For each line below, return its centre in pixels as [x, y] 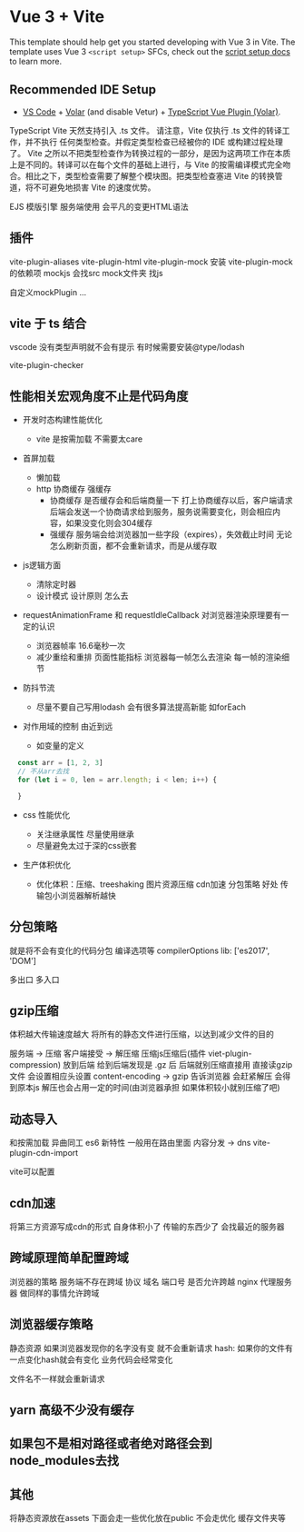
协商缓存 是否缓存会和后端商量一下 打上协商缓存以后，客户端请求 [171, 501]
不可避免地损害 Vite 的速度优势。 [94, 187]
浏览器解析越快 [88, 895]
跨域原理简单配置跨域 [69, 1258]
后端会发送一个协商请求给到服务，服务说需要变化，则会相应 [161, 512]
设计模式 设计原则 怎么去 [82, 596]
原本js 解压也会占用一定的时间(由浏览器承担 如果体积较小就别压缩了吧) [148, 1088]
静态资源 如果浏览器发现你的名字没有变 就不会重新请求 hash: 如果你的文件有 [151, 1348]
